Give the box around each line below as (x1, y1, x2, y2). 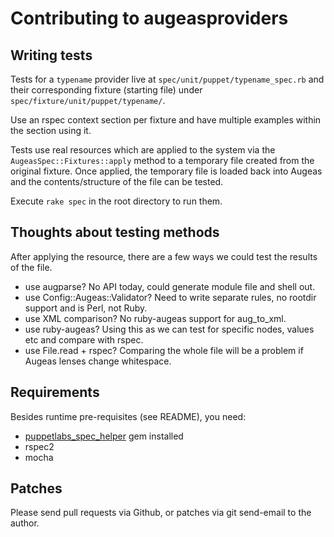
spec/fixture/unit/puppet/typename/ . (10, 95, 166, 106)
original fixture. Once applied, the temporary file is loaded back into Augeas (10, 165, 323, 177)
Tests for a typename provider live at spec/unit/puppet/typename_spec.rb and (10, 73, 325, 85)
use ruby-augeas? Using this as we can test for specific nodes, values (24, 323, 315, 335)
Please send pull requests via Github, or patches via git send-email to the (10, 507, 312, 519)
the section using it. (10, 125, 92, 136)
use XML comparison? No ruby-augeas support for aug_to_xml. (24, 312, 287, 324)
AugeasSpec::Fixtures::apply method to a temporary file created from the (10, 155, 315, 166)
